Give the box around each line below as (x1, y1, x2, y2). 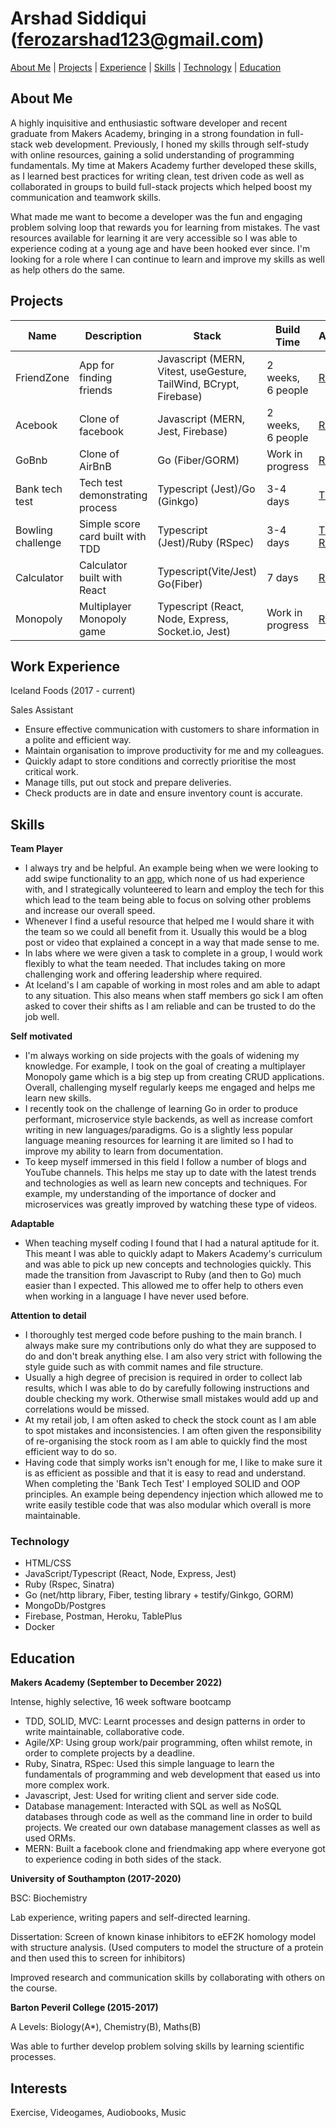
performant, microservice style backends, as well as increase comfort (24, 1113, 313, 1126)
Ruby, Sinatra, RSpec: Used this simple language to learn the (24, 1758, 275, 1770)
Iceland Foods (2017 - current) (10, 685, 136, 697)
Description (84, 328, 142, 342)
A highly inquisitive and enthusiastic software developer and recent (10, 117, 288, 129)
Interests (10, 2080, 68, 2097)
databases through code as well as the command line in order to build (24, 1811, 313, 1823)
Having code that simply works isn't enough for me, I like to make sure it (24, 1457, 323, 1469)
